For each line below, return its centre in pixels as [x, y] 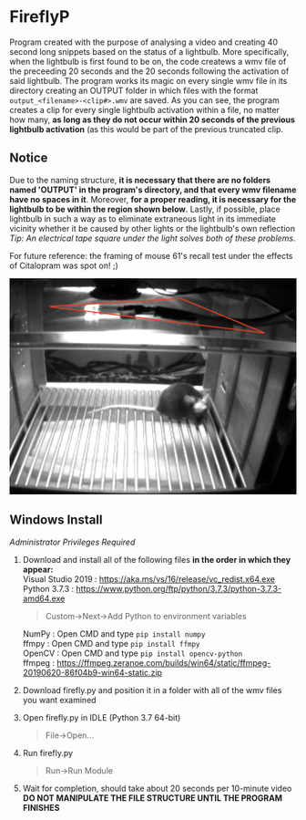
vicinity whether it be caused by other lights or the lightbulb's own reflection [153, 228]
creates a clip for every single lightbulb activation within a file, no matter [145, 109]
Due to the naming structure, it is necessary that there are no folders [140, 180]
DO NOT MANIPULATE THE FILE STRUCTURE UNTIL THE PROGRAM [153, 798]
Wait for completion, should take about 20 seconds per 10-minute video [157, 788]
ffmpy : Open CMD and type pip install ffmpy [111, 643]
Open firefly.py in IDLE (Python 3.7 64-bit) [102, 717]
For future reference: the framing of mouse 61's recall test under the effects [151, 255]
